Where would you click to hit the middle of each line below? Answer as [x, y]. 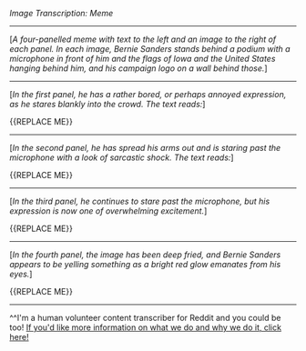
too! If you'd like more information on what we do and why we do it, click [146, 327]
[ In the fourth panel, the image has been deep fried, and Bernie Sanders [145, 255]
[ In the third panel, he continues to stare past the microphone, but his [140, 201]
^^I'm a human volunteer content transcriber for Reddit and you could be [145, 318]
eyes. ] [21, 274]
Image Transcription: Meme [61, 13]
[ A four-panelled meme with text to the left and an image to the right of [143, 39]
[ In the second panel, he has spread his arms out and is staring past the [145, 148]
